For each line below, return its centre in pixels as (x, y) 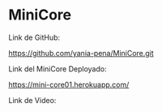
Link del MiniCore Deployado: (58, 69)
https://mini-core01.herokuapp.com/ (69, 84)
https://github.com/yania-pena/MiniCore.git (81, 53)
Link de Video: (32, 100)
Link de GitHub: (34, 37)
